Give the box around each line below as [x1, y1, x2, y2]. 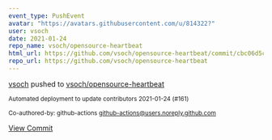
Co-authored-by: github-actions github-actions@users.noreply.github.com [8, 108, 216, 117]
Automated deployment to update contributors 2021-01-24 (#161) [8, 95, 189, 103]
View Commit [8, 123, 53, 133]
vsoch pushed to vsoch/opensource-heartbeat [8, 78, 164, 89]
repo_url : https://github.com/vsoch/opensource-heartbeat [8, 57, 208, 66]
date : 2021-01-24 [8, 34, 67, 43]
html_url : [8, 49, 42, 57]
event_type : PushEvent [8, 11, 85, 20]
